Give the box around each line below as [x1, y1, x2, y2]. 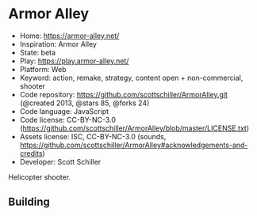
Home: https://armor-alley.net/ [19, 31, 120, 40]
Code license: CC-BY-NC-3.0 [19, 115, 117, 124]
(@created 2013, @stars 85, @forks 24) [19, 98, 150, 108]
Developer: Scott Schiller [19, 157, 102, 166]
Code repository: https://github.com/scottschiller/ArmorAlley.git [19, 89, 228, 99]
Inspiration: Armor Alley [19, 39, 98, 48]
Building [8, 195, 50, 209]
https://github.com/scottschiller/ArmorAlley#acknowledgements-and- [19, 140, 248, 150]
